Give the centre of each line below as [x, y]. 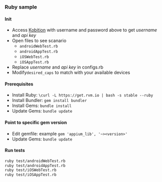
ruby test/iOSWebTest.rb [31, 170]
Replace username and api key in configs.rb [58, 67]
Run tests [15, 150]
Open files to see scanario [39, 40]
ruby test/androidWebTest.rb [35, 161]
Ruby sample [21, 7]
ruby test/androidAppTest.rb [35, 165]
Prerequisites [19, 84]
